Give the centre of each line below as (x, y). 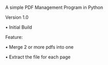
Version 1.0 (17, 17)
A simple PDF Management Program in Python (54, 7)
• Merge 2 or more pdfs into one (39, 47)
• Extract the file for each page (38, 57)
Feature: (14, 37)
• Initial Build (19, 27)
